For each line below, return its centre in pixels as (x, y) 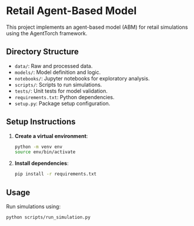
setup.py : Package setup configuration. (62, 103)
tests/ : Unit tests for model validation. (61, 91)
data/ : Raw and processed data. (53, 66)
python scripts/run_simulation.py (48, 217)
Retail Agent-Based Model (71, 11)
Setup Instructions (41, 122)
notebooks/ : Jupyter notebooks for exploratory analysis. (82, 78)
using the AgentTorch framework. (47, 33)
